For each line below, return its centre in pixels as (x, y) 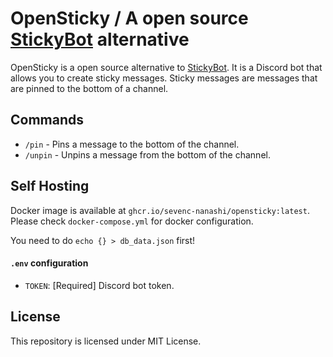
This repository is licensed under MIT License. (106, 341)
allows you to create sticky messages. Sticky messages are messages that (164, 78)
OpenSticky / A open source (129, 18)
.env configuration (49, 263)
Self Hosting (50, 186)
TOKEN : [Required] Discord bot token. (99, 285)
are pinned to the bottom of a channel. (89, 88)
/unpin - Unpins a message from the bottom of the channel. (147, 154)
